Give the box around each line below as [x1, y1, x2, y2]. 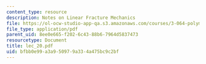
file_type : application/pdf [6, 26, 78, 32]
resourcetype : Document [6, 37, 67, 43]
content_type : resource [6, 9, 67, 15]
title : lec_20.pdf [6, 43, 53, 49]
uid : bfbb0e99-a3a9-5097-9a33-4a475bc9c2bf [6, 49, 120, 55]
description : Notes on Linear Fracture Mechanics [6, 15, 136, 21]
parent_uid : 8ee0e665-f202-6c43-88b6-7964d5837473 [6, 32, 139, 38]
